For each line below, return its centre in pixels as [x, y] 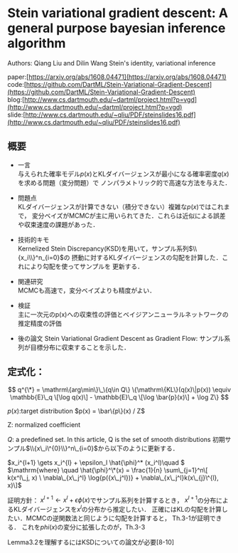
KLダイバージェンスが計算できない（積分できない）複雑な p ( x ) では [114, 206]
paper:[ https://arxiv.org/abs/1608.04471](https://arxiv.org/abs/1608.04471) [117, 77]
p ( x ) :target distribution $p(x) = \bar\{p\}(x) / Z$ [76, 411]
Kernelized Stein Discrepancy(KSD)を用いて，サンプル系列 [103, 248]
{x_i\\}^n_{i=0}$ [40, 257]
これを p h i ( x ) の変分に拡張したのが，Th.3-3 [83, 527]
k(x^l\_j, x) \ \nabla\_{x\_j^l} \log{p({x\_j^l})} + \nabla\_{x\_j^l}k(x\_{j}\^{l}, [113, 478]
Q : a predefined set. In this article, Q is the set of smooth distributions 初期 [116, 439]
